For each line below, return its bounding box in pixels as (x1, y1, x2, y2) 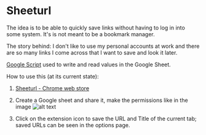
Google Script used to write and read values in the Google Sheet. (6, 61, 171, 68)
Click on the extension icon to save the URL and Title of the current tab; (15, 115, 197, 122)
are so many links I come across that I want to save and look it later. (6, 48, 178, 56)
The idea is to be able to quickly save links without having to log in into (6, 24, 186, 31)
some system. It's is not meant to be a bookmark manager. (6, 30, 155, 37)
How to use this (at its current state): (6, 72, 99, 80)
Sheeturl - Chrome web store (15, 84, 90, 92)
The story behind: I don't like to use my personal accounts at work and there (6, 42, 200, 50)
